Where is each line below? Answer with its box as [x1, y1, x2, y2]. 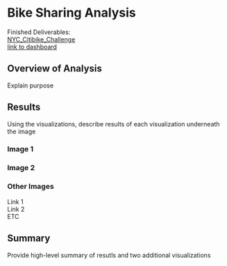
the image [7, 127, 36, 135]
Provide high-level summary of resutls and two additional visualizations [7, 251, 211, 259]
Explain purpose [7, 81, 54, 90]
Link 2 [7, 205, 25, 213]
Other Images [7, 182, 54, 192]
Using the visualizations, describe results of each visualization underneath [7, 119, 220, 128]
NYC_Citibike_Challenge [7, 35, 76, 43]
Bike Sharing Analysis [7, 5, 137, 21]
